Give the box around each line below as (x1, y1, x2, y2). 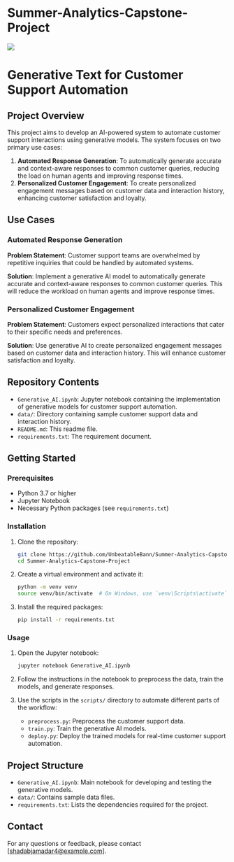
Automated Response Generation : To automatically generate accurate (17, 156, 222, 165)
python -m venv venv (17, 584, 78, 591)
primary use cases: (7, 143, 63, 151)
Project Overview (7, 110, 85, 122)
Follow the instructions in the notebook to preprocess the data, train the (17, 675, 224, 684)
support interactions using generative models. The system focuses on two (7, 135, 221, 144)
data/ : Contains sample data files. (17, 793, 115, 802)
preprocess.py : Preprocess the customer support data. (27, 717, 185, 726)
